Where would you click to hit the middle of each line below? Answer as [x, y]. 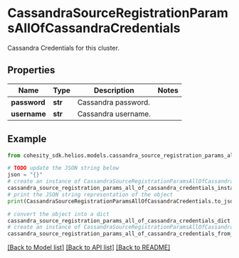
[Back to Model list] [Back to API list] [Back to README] [89, 247]
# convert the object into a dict [59, 214]
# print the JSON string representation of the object [90, 194]
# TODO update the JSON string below [63, 168]
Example [27, 139]
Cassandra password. [114, 102]
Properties [31, 70]
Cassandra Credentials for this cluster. [63, 48]
